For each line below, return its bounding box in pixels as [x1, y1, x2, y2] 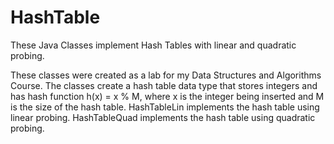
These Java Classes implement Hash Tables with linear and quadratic [10, 39, 297, 51]
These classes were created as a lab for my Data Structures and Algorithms [10, 69, 322, 81]
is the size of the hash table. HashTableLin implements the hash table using [10, 101, 320, 113]
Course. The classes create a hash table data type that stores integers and [10, 79, 318, 91]
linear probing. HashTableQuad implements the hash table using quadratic [10, 111, 316, 123]
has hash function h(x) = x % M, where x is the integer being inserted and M [10, 90, 325, 102]
